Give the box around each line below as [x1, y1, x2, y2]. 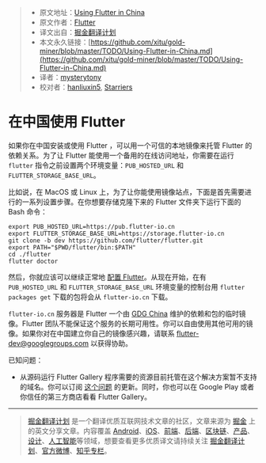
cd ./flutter [8, 250, 51, 258]
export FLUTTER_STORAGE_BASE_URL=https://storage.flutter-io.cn [8, 230, 225, 237]
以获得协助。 [90, 338, 133, 347]
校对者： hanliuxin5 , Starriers [39, 82, 133, 92]
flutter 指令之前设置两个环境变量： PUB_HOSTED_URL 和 [8, 160, 184, 169]
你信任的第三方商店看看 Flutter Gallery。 [19, 392, 152, 401]
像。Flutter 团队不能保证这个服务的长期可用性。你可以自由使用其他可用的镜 [8, 318, 253, 328]
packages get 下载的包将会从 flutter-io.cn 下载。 [8, 292, 173, 302]
